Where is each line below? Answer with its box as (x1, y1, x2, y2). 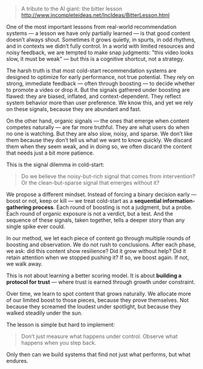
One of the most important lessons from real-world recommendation (6, 24, 177, 30)
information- (162, 197, 195, 204)
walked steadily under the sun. (6, 309, 83, 316)
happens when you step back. (21, 339, 97, 346)
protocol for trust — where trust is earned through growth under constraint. (6, 278, 195, 286)
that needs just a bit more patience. (6, 149, 95, 156)
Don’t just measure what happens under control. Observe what (21, 333, 178, 340)
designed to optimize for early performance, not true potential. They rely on (6, 74, 195, 80)
